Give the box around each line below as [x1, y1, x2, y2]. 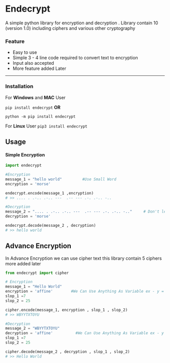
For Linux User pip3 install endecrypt [5, 123, 88, 129]
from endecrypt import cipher [5, 270, 69, 275]
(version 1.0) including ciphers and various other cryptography [5, 25, 136, 31]
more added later [5, 260, 41, 266]
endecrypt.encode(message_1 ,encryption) [5, 190, 94, 195]
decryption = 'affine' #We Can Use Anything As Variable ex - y [5, 331, 164, 336]
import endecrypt [5, 163, 42, 168]
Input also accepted [12, 60, 54, 66]
